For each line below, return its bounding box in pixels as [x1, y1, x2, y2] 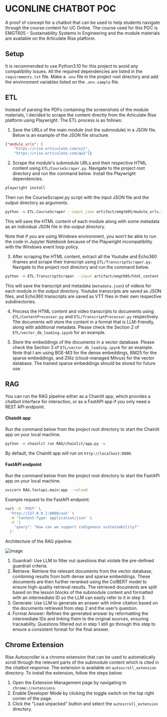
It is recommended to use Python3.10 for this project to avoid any [5, 63, 138, 69]
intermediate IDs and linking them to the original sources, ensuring [12, 616, 149, 622]
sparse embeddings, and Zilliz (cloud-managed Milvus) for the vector [12, 355, 155, 361]
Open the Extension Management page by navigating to [12, 679, 127, 685]
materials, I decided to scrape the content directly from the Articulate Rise [5, 112, 157, 118]
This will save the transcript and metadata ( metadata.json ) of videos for [5, 282, 152, 289]
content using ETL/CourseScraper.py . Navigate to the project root [12, 165, 145, 171]
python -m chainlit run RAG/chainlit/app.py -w [5, 441, 106, 446]
